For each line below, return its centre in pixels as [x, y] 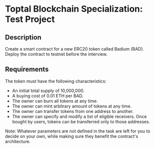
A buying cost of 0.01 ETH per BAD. [48, 95]
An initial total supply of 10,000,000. [48, 91]
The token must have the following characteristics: [56, 81]
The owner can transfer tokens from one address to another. [73, 111]
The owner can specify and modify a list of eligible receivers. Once [79, 116]
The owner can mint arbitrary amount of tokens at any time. [72, 106]
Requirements [27, 69]
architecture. [18, 141]
